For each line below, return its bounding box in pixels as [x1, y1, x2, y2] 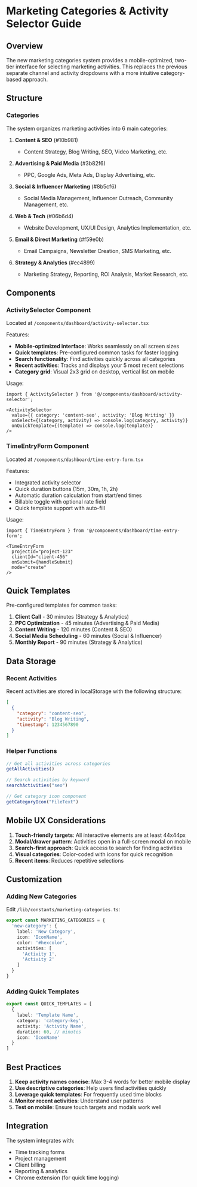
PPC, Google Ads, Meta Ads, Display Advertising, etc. [23, 171, 156, 178]
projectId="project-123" [11, 549, 73, 555]
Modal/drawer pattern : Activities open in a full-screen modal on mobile [14, 837, 191, 845]
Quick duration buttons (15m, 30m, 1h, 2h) [14, 485, 118, 492]
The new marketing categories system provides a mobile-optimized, [6, 57, 174, 64]
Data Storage [6, 656, 56, 666]
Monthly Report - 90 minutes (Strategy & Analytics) [14, 638, 143, 646]
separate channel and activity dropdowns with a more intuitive [6, 70, 159, 76]
